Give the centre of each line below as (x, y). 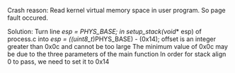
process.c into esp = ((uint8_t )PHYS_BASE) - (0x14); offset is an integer (111, 39)
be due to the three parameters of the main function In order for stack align (117, 54)
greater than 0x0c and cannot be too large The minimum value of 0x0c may (118, 46)
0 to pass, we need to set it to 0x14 (58, 62)
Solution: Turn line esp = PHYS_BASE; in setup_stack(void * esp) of (104, 32)
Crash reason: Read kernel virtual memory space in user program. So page (116, 10)
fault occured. (28, 18)
